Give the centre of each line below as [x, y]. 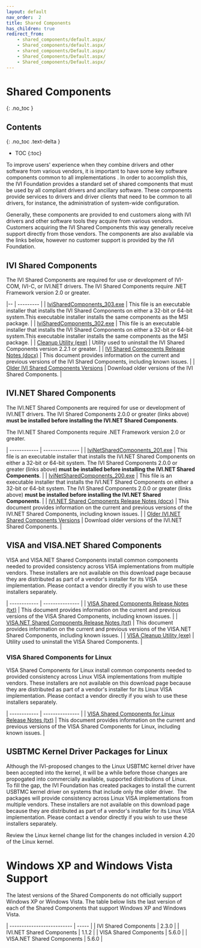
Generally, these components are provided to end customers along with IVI [99, 215]
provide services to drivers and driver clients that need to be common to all [99, 197]
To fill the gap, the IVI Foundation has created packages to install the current [101, 785]
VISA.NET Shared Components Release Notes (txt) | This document [90, 622]
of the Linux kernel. [30, 841]
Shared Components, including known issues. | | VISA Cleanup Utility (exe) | [100, 635]
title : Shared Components [38, 23]
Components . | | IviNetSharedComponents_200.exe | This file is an [89, 475]
